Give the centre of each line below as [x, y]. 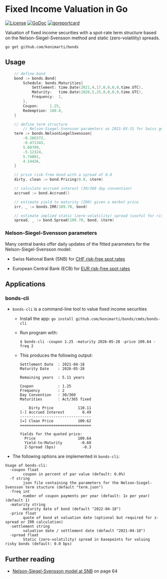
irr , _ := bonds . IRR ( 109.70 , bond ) [51, 207]
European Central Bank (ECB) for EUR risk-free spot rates [71, 268]
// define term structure [41, 124]
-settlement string [30, 527]
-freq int [20, 492]
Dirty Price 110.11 [60, 408]
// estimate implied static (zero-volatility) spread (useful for [84, 216]
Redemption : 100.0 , [43, 110]
